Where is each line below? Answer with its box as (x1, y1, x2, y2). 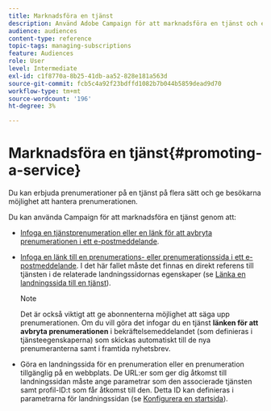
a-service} (8, 161, 81, 180)
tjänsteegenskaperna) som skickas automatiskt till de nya (19, 335, 211, 345)
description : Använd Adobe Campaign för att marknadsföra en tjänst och (8, 19, 258, 28)
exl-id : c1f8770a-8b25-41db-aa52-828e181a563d (8, 72, 168, 80)
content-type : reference (8, 34, 92, 43)
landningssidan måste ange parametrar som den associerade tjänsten (19, 377, 252, 387)
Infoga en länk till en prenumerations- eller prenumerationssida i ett (19, 252, 244, 262)
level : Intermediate (8, 65, 78, 73)
